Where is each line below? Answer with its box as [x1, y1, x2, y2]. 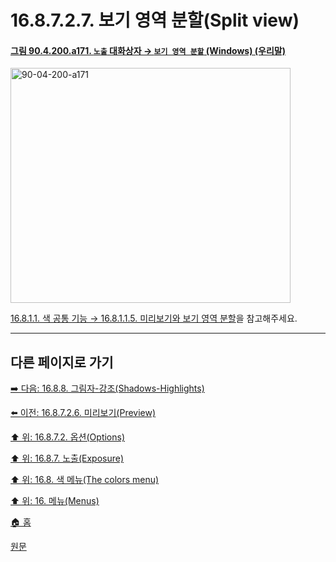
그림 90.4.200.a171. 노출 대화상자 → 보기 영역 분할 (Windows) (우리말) [10, 44, 286, 56]
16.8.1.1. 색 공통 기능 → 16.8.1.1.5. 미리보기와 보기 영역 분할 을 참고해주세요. [10, 312, 298, 325]
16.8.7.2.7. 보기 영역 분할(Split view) [10, 9, 300, 32]
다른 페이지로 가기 [10, 354, 114, 371]
